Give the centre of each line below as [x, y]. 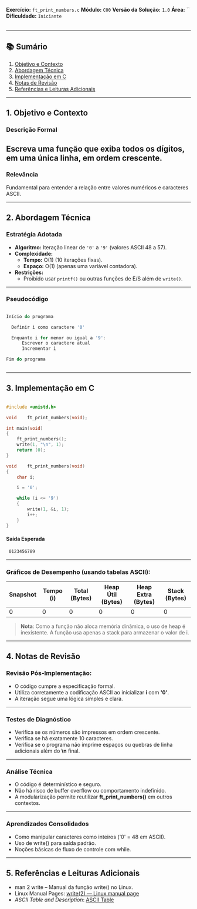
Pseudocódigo [27, 299]
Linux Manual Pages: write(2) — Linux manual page [77, 894]
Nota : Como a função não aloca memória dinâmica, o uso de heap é [103, 626]
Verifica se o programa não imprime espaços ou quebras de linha [94, 744]
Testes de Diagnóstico [39, 719]
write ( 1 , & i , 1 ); [48, 509]
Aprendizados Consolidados [47, 824]
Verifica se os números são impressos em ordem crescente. [87, 732]
